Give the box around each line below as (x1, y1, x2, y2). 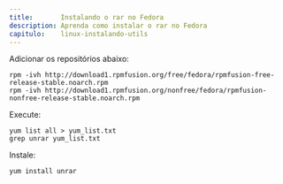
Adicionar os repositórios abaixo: (9, 54, 130, 65)
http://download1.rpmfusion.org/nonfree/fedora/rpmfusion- (44, 86, 267, 96)
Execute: (9, 110, 42, 120)
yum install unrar (9, 167, 77, 176)
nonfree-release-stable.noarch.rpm (9, 94, 141, 103)
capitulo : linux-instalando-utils (9, 29, 149, 38)
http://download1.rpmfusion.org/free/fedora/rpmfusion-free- (44, 71, 275, 80)
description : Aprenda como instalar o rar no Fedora (9, 21, 208, 30)
